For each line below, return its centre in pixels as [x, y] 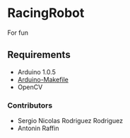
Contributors [30, 105]
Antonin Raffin [38, 128]
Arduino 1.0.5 [37, 71]
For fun [18, 33]
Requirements [39, 55]
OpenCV [30, 87]
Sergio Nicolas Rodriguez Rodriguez [70, 121]
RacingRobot [46, 13]
